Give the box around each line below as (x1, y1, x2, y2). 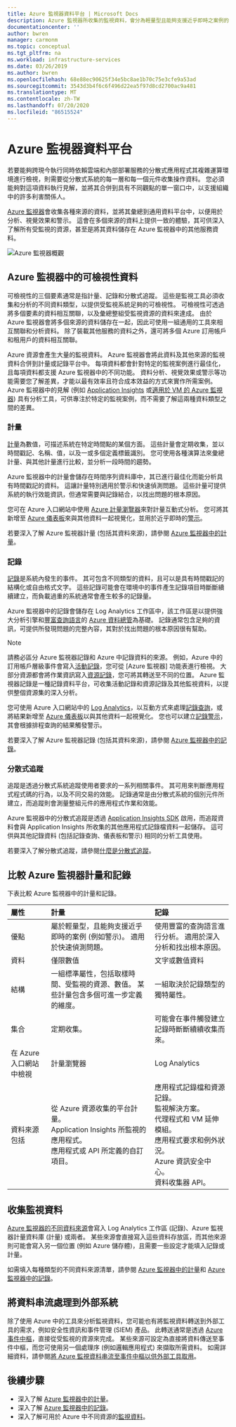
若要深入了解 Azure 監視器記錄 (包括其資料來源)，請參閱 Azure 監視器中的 (7, 736, 221, 744)
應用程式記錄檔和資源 (154, 1082, 225, 1092)
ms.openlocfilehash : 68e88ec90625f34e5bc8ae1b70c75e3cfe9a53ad (7, 75, 197, 83)
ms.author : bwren (7, 69, 58, 76)
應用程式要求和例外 (154, 1135, 218, 1145)
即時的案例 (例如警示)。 (51, 932, 129, 941)
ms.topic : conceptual (7, 43, 71, 50)
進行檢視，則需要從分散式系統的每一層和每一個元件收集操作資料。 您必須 (13, 174, 225, 183)
